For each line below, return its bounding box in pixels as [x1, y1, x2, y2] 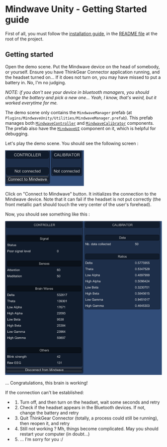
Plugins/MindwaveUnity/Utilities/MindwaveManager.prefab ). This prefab [5, 115, 153, 121]
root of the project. [5, 36, 44, 42]
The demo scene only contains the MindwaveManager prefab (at [5, 109, 132, 115]
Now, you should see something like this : [5, 211, 90, 217]
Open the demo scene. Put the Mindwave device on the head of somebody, [5, 63, 160, 69]
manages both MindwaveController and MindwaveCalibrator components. [5, 120, 154, 126]
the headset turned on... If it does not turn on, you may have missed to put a [5, 74, 161, 80]
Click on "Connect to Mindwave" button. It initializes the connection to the [5, 191, 157, 197]
